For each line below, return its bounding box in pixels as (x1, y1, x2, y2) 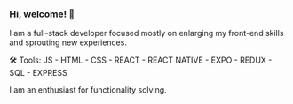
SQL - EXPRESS (9, 68, 68, 78)
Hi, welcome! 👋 (9, 8, 75, 20)
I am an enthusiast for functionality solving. (9, 85, 167, 95)
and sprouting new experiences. (9, 37, 127, 48)
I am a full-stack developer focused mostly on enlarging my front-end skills (9, 28, 284, 39)
